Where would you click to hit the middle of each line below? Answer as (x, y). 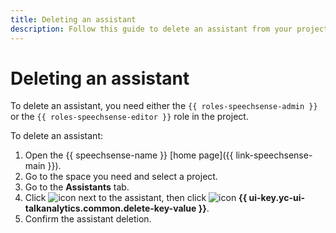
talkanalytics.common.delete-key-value (110, 208)
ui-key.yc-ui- (277, 198)
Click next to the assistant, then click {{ (136, 198)
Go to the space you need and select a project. (121, 177)
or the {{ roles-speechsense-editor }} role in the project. (129, 117)
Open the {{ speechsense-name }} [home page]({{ (129, 155)
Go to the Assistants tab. (77, 187)
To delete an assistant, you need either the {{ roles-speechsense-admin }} (164, 106)
